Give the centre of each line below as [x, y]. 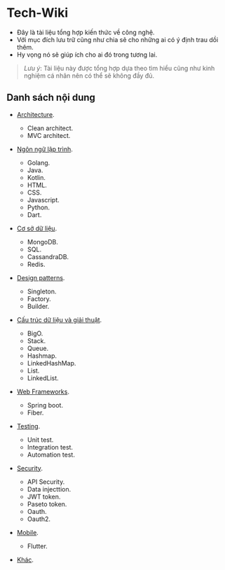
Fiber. [35, 412]
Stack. [36, 340]
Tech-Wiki [37, 13]
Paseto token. [47, 504]
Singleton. [42, 291]
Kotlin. [36, 177]
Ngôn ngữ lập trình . [45, 149]
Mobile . [28, 532]
